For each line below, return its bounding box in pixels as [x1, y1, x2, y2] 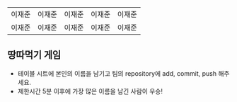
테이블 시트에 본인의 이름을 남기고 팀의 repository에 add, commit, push [17, 69, 217, 77]
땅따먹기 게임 [7, 49, 62, 61]
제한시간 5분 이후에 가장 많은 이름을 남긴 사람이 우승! [17, 86, 163, 95]
